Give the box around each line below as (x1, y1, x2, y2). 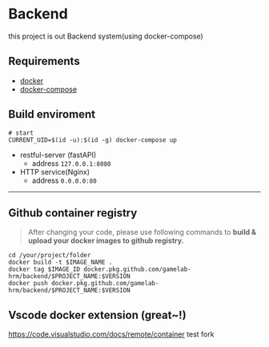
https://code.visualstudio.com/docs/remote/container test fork (8, 329, 215, 339)
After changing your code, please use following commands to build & (27, 228, 257, 237)
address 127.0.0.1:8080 (31, 158, 111, 168)
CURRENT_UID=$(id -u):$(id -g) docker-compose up (8, 135, 178, 144)
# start (8, 129, 34, 137)
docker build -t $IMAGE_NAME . (8, 258, 113, 267)
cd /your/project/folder (8, 252, 91, 260)
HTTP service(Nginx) (19, 167, 90, 176)
